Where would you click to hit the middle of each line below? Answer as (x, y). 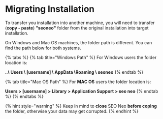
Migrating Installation (50, 9)
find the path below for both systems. (43, 48)
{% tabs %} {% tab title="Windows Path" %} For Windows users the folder (81, 57)
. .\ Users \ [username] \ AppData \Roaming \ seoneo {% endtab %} (74, 72)
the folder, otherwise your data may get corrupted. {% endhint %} (72, 111)
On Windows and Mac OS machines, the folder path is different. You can (79, 42)
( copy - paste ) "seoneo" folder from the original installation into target (77, 28)
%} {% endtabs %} (24, 96)
